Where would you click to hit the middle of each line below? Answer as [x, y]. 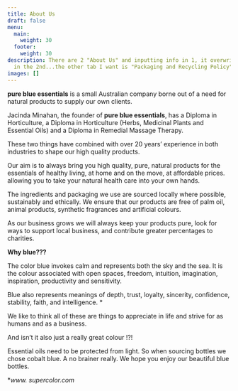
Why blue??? [27, 252]
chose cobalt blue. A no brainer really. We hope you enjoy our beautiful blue [118, 358]
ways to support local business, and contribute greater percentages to [110, 230]
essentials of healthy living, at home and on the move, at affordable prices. [116, 173]
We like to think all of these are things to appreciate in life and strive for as [115, 316]
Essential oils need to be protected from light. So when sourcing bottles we [117, 351]
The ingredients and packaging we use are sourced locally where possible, [117, 194]
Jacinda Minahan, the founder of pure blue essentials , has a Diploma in [112, 115]
